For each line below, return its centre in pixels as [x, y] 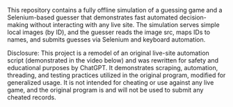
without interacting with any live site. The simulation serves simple [125, 25]
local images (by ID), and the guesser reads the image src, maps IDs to [109, 32]
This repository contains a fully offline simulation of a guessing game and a [115, 10]
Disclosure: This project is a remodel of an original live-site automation [109, 53]
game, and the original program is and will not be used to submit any [105, 90]
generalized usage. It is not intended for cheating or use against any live [111, 82]
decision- [193, 17]
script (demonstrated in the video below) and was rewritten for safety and [113, 60]
